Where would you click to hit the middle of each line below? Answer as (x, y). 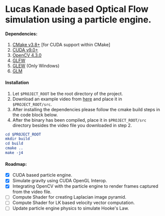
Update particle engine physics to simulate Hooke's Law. (71, 208)
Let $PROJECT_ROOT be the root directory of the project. (68, 93)
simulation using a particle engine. (78, 20)
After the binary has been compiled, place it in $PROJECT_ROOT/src (79, 120)
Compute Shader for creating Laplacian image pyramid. (69, 197)
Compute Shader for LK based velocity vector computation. (74, 203)
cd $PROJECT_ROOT (23, 134)
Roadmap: (16, 164)
